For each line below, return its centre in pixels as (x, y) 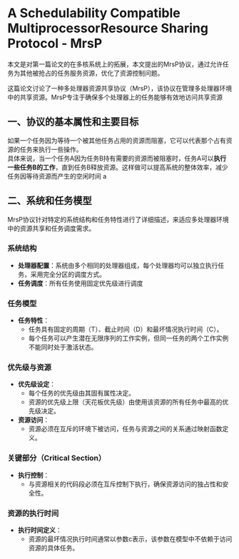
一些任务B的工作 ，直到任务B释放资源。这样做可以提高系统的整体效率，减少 (118, 167)
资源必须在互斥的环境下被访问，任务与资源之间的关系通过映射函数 (125, 429)
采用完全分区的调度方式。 (68, 274)
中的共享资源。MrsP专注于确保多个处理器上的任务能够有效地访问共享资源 (115, 97)
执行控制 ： (34, 475)
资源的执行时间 (33, 513)
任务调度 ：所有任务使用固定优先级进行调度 (80, 283)
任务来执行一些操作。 (51, 149)
